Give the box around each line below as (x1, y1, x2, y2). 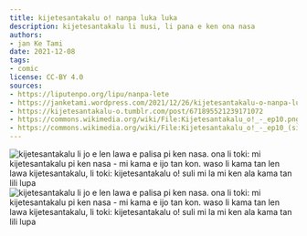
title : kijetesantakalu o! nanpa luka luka (9, 13, 178, 23)
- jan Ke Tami (9, 38, 64, 48)
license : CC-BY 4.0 (9, 73, 84, 82)
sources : (9, 81, 43, 90)
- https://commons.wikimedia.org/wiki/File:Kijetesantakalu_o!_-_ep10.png (9, 115, 301, 124)
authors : (9, 30, 43, 39)
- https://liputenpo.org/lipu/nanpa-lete (9, 89, 170, 98)
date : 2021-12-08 (9, 47, 76, 56)
